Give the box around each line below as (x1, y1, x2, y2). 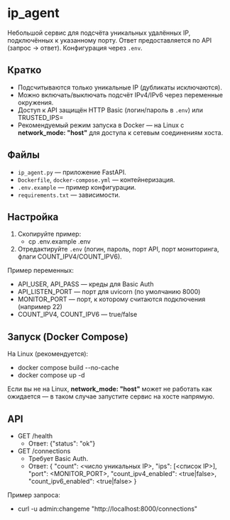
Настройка (7, 211, 59, 223)
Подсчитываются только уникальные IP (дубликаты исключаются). (17, 83, 222, 92)
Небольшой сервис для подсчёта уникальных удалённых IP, (7, 28, 191, 37)
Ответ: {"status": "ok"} (28, 439, 96, 448)
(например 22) (17, 303, 62, 311)
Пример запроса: (7, 491, 60, 499)
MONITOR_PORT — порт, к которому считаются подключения (17, 295, 206, 303)
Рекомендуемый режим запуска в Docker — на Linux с (17, 121, 185, 129)
